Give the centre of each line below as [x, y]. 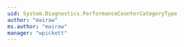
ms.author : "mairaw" [38, 26]
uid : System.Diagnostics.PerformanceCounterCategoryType [92, 13]
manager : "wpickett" [38, 33]
